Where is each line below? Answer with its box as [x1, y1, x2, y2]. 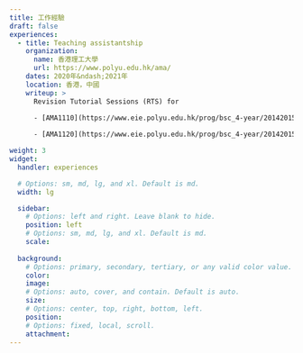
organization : [25, 47, 78, 56]
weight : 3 [9, 146, 47, 156]
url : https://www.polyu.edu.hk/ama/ [32, 64, 171, 73]
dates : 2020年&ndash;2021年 [25, 72, 128, 81]
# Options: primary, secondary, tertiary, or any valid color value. [25, 262, 293, 271]
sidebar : [17, 204, 50, 213]
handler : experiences [17, 163, 99, 172]
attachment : [25, 330, 70, 339]
